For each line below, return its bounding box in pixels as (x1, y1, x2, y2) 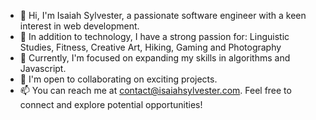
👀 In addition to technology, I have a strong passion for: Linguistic (19, 31, 290, 42)
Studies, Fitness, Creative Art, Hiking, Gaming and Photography (19, 41, 282, 53)
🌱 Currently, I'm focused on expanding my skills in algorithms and (19, 52, 291, 64)
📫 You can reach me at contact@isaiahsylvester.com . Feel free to (19, 85, 292, 96)
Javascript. (19, 63, 67, 74)
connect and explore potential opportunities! (19, 99, 203, 110)
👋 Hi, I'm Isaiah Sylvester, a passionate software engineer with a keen (19, 10, 307, 21)
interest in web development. (19, 20, 140, 32)
